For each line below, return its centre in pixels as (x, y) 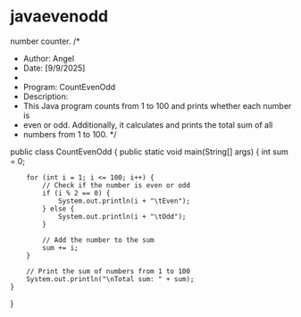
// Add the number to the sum (98, 240)
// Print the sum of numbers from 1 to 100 (109, 271)
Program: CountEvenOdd (69, 87)
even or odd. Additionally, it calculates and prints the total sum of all (148, 125)
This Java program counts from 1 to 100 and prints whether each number (157, 105)
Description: (46, 96)
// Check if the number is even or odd (117, 185)
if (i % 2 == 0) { (76, 193)
